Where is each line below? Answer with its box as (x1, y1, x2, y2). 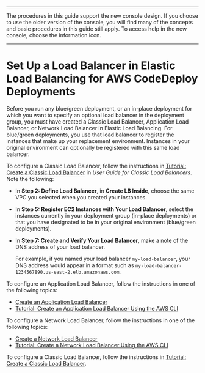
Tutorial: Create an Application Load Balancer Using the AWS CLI (15, 305, 179, 312)
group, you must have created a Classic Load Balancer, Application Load (6, 117, 189, 125)
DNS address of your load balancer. (15, 243, 106, 251)
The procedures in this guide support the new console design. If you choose (6, 12, 198, 19)
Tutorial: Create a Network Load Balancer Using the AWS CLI (15, 341, 169, 349)
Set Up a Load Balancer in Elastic (6, 59, 176, 73)
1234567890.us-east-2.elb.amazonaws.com (15, 269, 120, 275)
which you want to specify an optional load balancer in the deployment (6, 111, 185, 119)
